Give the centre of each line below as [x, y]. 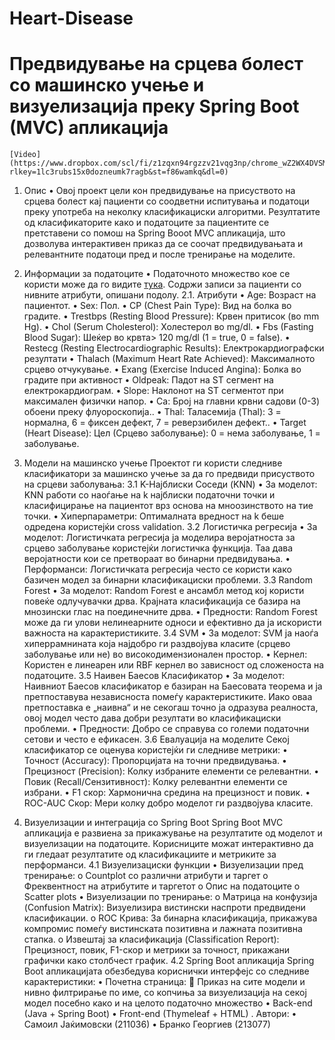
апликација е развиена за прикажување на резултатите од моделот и [173, 833]
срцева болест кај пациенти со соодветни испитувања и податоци [166, 201]
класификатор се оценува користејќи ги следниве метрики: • [155, 750]
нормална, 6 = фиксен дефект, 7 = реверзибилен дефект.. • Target [165, 423]
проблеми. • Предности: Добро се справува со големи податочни [166, 729]
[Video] [25, 155]
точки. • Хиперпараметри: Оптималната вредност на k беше [154, 516]
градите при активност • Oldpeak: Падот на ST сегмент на [148, 380]
